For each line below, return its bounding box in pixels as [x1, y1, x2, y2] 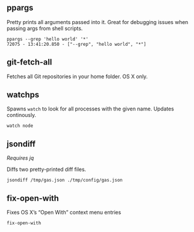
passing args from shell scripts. [6, 25, 83, 32]
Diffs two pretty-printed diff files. [6, 166, 86, 173]
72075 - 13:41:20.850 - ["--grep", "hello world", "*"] [6, 41, 146, 47]
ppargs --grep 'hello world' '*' [6, 36, 89, 42]
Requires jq [6, 154, 34, 162]
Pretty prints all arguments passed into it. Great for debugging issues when [6, 18, 189, 25]
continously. [6, 112, 36, 119]
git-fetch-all [6, 57, 52, 68]
